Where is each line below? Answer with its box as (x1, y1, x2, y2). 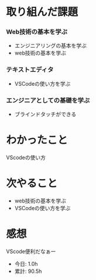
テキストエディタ (6, 66, 54, 74)
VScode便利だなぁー (6, 248, 56, 255)
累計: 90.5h (14, 268, 42, 275)
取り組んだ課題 (6, 5, 78, 19)
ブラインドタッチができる (14, 111, 77, 118)
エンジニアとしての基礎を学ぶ (6, 96, 90, 104)
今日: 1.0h (14, 260, 38, 267)
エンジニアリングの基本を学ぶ (14, 42, 87, 49)
